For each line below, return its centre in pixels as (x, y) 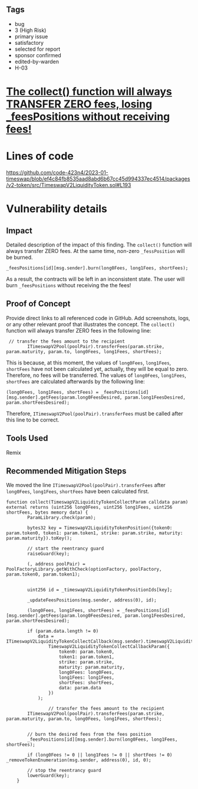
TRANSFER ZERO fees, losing (79, 104)
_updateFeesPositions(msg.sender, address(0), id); (92, 600)
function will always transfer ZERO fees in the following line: (79, 330)
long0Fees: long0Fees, (87, 673)
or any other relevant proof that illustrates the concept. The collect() (90, 324)
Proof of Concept (38, 304)
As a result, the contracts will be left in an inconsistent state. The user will (95, 279)
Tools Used (27, 438)
